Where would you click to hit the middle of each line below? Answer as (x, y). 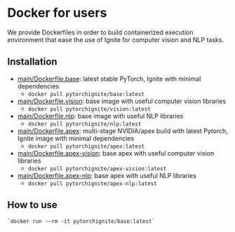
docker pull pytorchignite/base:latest (86, 94)
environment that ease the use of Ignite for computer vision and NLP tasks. (116, 39)
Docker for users (57, 13)
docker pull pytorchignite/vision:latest (89, 109)
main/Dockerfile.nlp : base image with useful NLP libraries (100, 116)
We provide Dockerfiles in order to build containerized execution (100, 32)
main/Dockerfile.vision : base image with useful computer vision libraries (122, 101)
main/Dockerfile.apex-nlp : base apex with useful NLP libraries (107, 175)
